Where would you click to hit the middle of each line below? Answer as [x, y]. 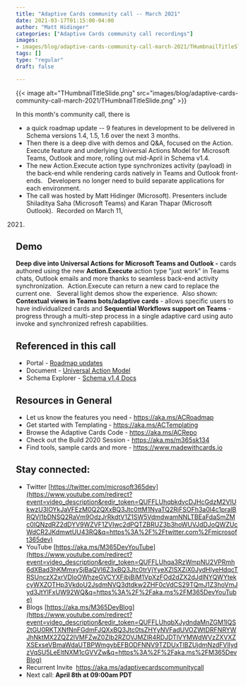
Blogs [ [36, 607]
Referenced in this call [66, 346]
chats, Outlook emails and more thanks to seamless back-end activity [117, 279]
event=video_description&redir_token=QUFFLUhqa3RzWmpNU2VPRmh [130, 562]
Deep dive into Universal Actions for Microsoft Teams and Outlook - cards [126, 263]
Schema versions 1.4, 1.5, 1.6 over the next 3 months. [103, 135]
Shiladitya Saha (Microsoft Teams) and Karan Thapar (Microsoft [119, 203]
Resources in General [64, 400]
